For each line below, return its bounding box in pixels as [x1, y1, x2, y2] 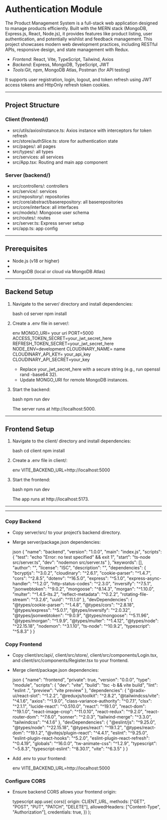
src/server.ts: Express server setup [12, 220, 84, 226]
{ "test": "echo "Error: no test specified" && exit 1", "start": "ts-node [12, 554, 151, 560]
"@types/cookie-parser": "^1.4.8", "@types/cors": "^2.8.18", [12, 602, 135, 608]
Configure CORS [5, 778, 46, 785]
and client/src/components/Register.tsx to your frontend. [12, 657, 129, 663]
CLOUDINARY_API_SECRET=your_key [12, 356, 90, 363]
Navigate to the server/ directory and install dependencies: [12, 301, 133, 307]
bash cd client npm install [12, 448, 65, 454]
